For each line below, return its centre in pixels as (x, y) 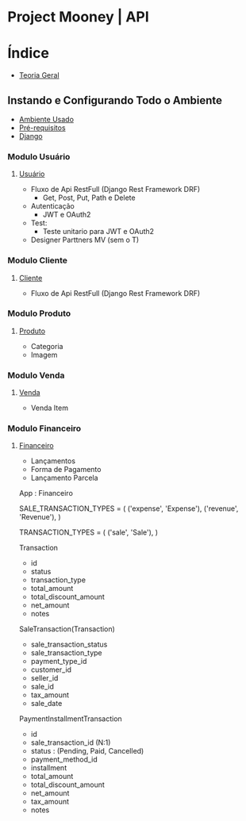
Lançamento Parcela (64, 478)
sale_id (42, 687)
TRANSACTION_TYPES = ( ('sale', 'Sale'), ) (88, 532)
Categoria (47, 346)
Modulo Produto (39, 313)
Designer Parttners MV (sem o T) (85, 240)
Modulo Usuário (39, 156)
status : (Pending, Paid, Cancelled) (87, 751)
